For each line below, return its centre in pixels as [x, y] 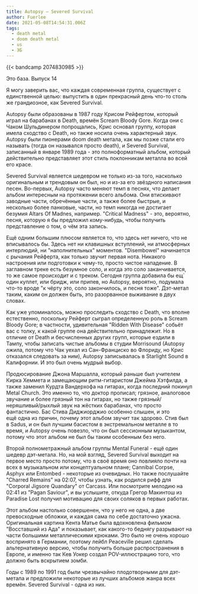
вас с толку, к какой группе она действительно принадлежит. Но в [90, 331]
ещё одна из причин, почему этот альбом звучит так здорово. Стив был [98, 418]
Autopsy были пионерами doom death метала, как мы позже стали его [95, 139]
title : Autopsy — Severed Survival [50, 12]
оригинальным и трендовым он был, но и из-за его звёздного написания [98, 182]
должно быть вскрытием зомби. [47, 560]
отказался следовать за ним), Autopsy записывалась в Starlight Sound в [97, 356]
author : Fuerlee [26, 17]
